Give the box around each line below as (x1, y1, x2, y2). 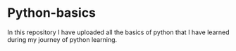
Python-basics (7, 5, 97, 21)
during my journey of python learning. (7, 35, 118, 43)
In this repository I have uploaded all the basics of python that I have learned (7, 28, 230, 36)
